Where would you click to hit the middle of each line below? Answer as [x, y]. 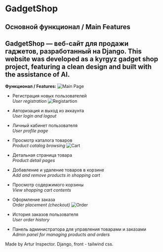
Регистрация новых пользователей [50, 96]
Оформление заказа [34, 200]
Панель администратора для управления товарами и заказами [79, 229]
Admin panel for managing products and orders [61, 235]
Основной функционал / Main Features [68, 27]
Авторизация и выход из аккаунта [48, 111]
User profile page [30, 131]
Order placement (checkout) [41, 205]
